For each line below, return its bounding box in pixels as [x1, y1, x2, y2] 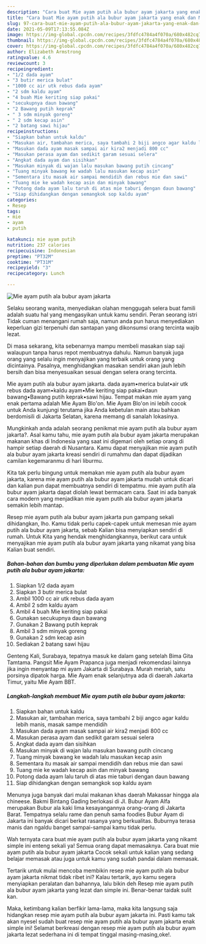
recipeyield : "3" [7, 264, 51, 271]
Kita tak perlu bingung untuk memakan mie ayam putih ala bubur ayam [7, 469, 185, 476]
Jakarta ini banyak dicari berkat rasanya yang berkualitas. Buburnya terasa [7, 817, 196, 824]
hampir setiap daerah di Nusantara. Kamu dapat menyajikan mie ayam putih [7, 444, 197, 451]
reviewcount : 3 [7, 60, 46, 66]
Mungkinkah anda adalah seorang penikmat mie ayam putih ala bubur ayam [7, 425, 197, 432]
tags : [7, 208, 21, 214]
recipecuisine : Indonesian [7, 247, 76, 254]
